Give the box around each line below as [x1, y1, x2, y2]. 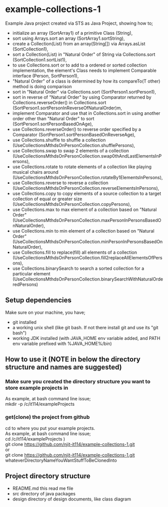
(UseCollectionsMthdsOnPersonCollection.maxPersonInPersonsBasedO [12, 217, 161, 223]
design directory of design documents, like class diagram [12, 496, 131, 502]
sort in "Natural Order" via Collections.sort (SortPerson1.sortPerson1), [12, 89, 156, 95]
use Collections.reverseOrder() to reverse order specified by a [12, 126, 141, 132]
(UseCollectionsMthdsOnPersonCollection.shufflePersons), [12, 142, 135, 148]
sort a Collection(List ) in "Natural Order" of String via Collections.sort [12, 51, 155, 57]
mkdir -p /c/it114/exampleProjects [5, 401, 75, 407]
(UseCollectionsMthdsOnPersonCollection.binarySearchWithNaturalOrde [12, 276, 163, 282]
